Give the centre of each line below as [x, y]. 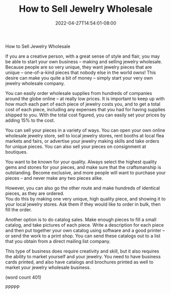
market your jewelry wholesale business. [48, 267]
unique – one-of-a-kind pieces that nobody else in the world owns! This [81, 72]
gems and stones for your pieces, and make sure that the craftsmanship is [83, 167]
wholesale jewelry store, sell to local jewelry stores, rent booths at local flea [85, 135]
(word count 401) [23, 277]
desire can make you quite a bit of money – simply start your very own [79, 78]
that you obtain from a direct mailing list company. [58, 241]
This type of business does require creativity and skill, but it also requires [82, 251]
